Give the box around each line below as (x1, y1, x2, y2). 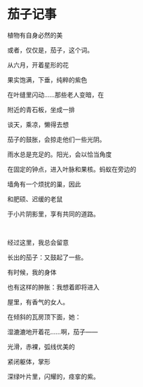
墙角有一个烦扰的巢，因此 (7, 179, 81, 188)
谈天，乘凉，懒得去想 (7, 120, 69, 128)
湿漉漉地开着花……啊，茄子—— (7, 327, 98, 336)
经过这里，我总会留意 (7, 238, 69, 246)
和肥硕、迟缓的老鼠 (7, 194, 63, 203)
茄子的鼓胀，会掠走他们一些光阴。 (7, 135, 106, 144)
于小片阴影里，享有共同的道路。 (7, 210, 100, 218)
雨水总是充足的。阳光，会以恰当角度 (7, 150, 112, 158)
